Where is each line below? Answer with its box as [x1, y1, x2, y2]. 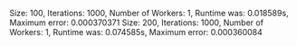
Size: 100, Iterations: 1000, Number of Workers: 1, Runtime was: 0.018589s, [9, 8, 289, 18]
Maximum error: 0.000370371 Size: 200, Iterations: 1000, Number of [9, 17, 264, 28]
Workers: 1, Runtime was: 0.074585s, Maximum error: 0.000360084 [9, 27, 263, 37]
